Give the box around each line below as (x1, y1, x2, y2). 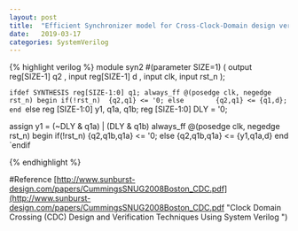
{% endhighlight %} (9, 157, 82, 168)
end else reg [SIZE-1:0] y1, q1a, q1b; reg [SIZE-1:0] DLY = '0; (9, 104, 228, 115)
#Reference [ (9, 174, 58, 185)
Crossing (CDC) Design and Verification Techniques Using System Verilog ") (9, 212, 288, 222)
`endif (9, 140, 31, 150)
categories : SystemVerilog (9, 37, 109, 47)
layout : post (9, 12, 58, 22)
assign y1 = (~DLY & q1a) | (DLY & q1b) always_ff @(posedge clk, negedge (9, 121, 281, 132)
